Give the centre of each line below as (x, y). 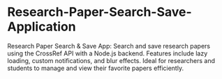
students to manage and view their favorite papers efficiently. (95, 68)
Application (42, 27)
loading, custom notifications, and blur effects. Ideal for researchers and (111, 60)
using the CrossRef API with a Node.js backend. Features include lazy (108, 53)
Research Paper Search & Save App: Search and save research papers (109, 46)
